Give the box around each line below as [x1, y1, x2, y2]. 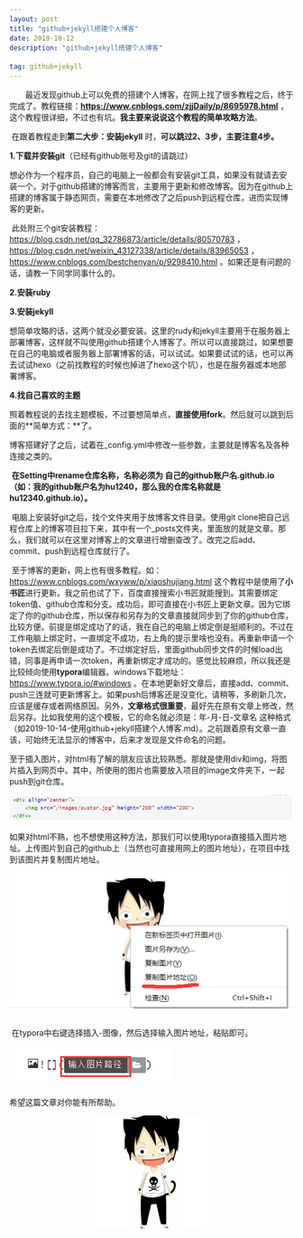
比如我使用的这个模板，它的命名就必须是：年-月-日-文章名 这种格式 [40, 712, 291, 722]
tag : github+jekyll [9, 62, 83, 71]
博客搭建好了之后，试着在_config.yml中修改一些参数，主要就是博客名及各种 [9, 439, 289, 450]
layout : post [9, 14, 59, 23]
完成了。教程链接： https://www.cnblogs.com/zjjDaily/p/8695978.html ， [9, 100, 289, 111]
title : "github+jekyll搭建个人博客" [9, 23, 139, 33]
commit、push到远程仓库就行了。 [9, 546, 135, 556]
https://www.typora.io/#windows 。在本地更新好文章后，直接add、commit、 [9, 678, 294, 689]
